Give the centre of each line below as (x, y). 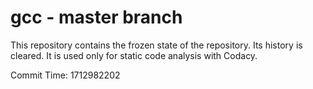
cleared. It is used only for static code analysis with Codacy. (134, 55)
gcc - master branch (96, 17)
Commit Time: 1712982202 (65, 75)
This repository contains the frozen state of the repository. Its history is (156, 45)
